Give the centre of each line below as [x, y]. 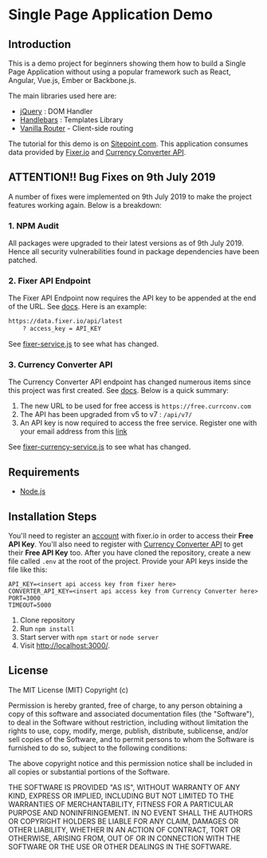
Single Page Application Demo [111, 15]
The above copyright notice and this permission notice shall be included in [130, 763]
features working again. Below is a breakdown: [85, 205]
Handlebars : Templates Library [71, 120]
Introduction [40, 44]
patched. [23, 260]
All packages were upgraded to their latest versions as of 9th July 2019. [126, 243]
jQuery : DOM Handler [56, 111]
